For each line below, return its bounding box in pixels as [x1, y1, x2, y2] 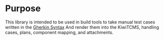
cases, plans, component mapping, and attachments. [5, 29, 114, 35]
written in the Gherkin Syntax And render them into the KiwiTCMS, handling [5, 24, 160, 30]
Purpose [5, 3, 41, 14]
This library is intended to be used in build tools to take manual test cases [5, 19, 155, 25]
